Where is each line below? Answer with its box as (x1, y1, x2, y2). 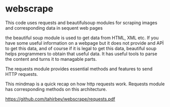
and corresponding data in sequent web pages (5, 25, 103, 31)
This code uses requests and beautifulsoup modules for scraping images (5, 20, 158, 26)
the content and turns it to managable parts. (5, 56, 97, 62)
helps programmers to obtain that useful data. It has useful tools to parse (5, 51, 158, 57)
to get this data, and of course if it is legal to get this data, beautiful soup (5, 45, 157, 51)
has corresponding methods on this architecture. (5, 86, 107, 92)
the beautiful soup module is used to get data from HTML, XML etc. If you (5, 35, 159, 41)
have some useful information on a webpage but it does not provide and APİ (5, 40, 164, 46)
